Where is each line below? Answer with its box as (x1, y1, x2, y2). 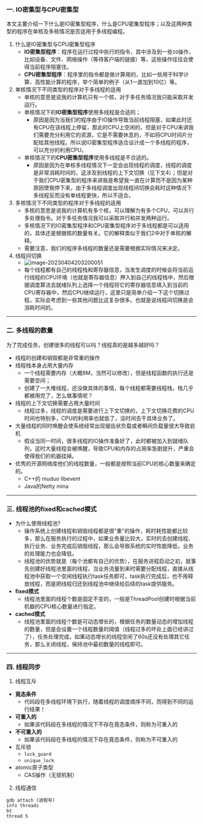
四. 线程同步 (6, 663, 41, 671)
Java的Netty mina (24, 482, 69, 490)
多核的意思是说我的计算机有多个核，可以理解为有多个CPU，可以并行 (24, 207, 195, 214)
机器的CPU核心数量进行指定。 (24, 603, 100, 610)
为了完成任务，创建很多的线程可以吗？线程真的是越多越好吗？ (6, 341, 160, 348)
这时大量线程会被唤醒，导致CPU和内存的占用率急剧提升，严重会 (34, 444, 195, 452)
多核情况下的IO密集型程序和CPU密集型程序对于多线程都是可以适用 (24, 222, 189, 229)
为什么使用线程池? (14, 519, 60, 527)
